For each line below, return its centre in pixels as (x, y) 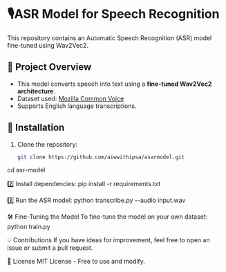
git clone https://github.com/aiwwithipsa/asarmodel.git (101, 157)
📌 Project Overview (49, 67)
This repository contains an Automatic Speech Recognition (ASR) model (110, 38)
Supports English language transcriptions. (77, 106)
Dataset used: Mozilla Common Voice (70, 98)
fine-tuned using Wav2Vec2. (48, 45)
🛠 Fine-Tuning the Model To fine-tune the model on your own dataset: (107, 217)
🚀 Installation (36, 128)
